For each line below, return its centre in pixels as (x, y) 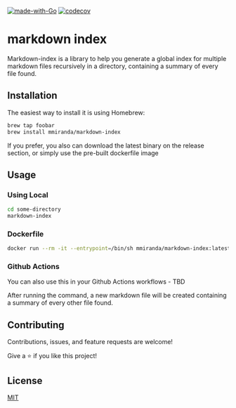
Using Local (28, 195)
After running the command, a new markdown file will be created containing (117, 296)
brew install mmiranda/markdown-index (64, 132)
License (25, 380)
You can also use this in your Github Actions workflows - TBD (96, 282)
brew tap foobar (31, 125)
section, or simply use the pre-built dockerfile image (83, 153)
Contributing (36, 325)
